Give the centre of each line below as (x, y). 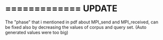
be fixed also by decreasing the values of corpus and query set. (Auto (76, 27)
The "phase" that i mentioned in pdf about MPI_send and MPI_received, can (82, 22)
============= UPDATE (61, 9)
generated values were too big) (37, 32)
